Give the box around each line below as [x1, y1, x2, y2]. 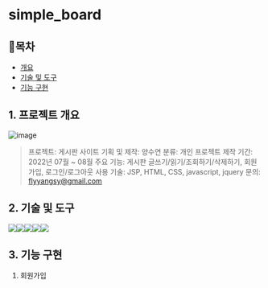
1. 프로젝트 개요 [8, 109, 80, 122]
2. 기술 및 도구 [8, 201, 75, 215]
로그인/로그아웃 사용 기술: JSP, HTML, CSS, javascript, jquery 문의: [45, 167, 262, 176]
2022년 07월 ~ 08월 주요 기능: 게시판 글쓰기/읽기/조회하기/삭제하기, [27, 157, 243, 167]
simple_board [8, 6, 102, 24]
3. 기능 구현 [8, 248, 63, 262]
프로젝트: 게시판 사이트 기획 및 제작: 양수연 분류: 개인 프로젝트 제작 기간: [27, 146, 254, 156]
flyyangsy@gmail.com [27, 175, 102, 186]
